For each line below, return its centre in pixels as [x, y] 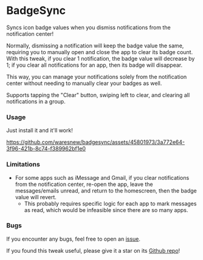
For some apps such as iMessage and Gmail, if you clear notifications [102, 177]
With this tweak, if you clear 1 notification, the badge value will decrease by [101, 58]
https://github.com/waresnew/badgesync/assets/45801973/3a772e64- [96, 142]
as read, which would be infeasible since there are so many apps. [106, 210]
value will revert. [36, 197]
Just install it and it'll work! [40, 131]
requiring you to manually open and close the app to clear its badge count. [100, 52]
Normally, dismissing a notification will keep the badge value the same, [95, 46]
